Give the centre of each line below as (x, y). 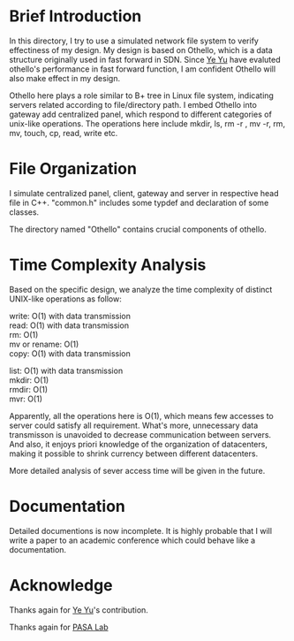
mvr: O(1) (26, 399)
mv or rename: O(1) (44, 344)
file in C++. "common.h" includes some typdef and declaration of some (139, 202)
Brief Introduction (75, 16)
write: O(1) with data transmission (70, 316)
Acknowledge (61, 585)
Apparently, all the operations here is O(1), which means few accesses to (141, 416)
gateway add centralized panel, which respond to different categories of (140, 114)
